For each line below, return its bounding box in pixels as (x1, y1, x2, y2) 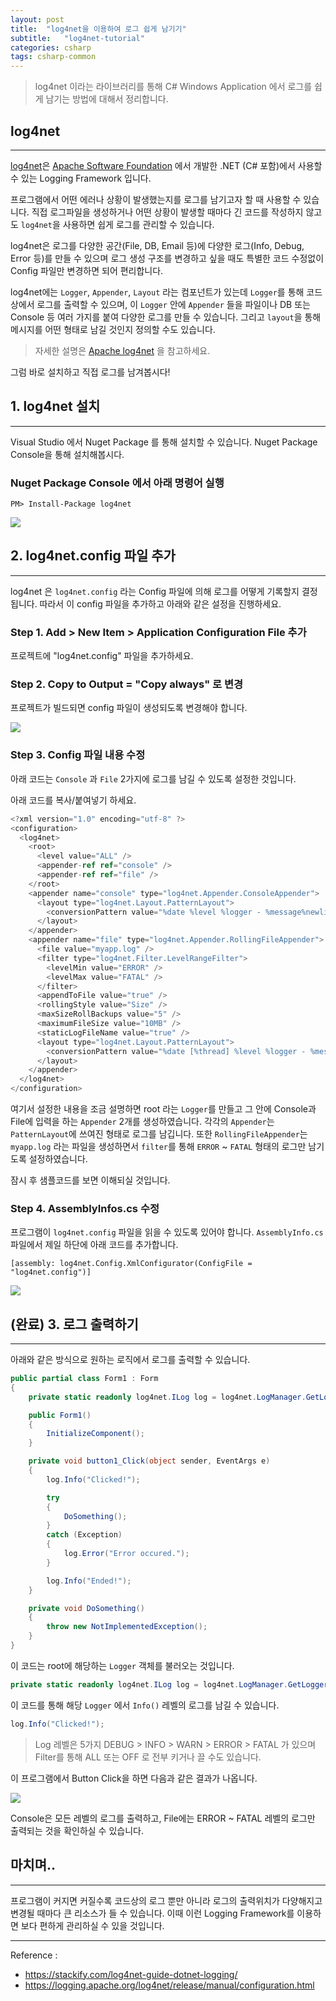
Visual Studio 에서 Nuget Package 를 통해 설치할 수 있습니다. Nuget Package (10, 436, 318, 448)
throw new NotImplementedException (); (46, 1622, 208, 1632)
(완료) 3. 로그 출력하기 (10, 1316, 139, 1333)
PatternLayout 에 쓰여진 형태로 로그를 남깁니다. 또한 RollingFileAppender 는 (10, 1128, 308, 1140)
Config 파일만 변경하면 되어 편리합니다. (10, 264, 164, 276)
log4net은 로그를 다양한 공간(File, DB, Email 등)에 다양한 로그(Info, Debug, (10, 239, 305, 251)
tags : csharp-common (10, 52, 97, 62)
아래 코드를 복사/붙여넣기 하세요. (10, 794, 137, 806)
